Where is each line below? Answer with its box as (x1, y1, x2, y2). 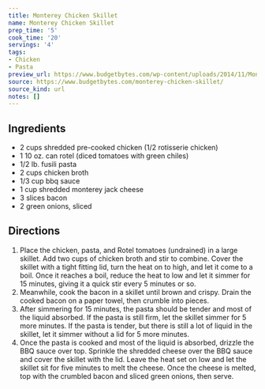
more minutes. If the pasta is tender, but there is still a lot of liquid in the (19, 321, 252, 330)
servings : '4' (8, 41, 55, 49)
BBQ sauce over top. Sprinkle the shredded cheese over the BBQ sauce (19, 346, 253, 356)
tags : (8, 48, 26, 56)
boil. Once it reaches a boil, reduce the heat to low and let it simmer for (19, 270, 251, 280)
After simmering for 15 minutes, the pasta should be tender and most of (19, 304, 252, 313)
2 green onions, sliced (19, 202, 92, 211)
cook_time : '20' (8, 33, 62, 42)
